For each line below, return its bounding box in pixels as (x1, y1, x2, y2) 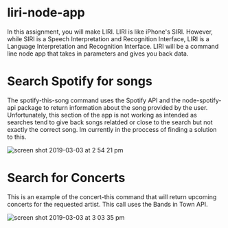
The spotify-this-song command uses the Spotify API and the (7, 96, 181, 104)
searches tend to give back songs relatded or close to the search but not (7, 118, 213, 126)
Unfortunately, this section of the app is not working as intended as (7, 111, 197, 119)
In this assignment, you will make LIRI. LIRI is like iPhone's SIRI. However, (7, 27, 213, 36)
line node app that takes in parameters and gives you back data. (7, 49, 189, 58)
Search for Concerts (7, 170, 126, 186)
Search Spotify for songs (7, 73, 152, 89)
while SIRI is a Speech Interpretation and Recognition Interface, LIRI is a (7, 34, 209, 43)
